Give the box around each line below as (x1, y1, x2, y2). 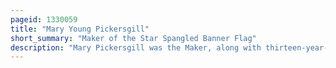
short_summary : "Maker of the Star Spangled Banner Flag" (10, 33, 257, 43)
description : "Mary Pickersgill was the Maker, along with (10, 42, 262, 53)
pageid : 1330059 (10, 14, 78, 25)
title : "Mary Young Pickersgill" (10, 24, 150, 34)
